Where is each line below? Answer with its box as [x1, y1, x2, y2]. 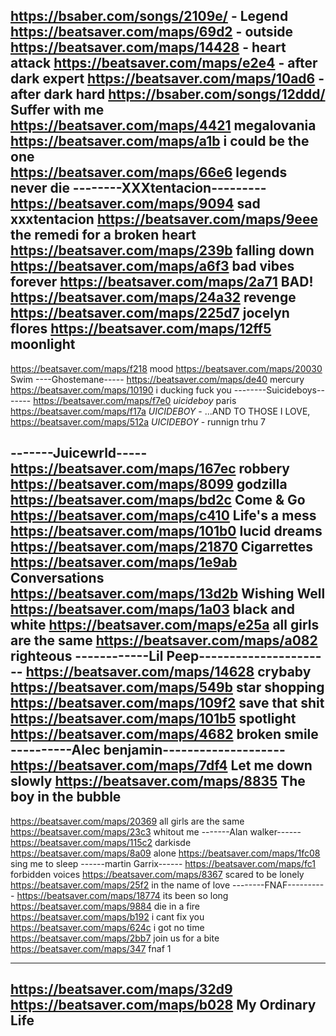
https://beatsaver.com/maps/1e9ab [10, 554, 238, 571]
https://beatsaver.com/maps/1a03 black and [10, 601, 295, 618]
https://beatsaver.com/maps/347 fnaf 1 [10, 942, 172, 954]
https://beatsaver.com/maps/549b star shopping [10, 679, 325, 696]
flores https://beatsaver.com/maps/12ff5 [10, 320, 272, 338]
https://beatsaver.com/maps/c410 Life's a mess [10, 507, 317, 524]
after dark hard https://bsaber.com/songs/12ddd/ [10, 86, 326, 103]
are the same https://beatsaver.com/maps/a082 [10, 632, 318, 649]
